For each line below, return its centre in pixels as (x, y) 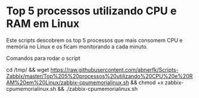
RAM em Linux (43, 24)
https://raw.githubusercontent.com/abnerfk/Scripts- (114, 69)
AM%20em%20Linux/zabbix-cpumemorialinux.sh (68, 82)
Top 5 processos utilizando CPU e (91, 11)
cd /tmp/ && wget (28, 69)
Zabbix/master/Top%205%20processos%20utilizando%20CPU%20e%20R (99, 76)
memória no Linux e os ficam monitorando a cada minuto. (77, 47)
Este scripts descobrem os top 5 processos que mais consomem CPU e (94, 40)
